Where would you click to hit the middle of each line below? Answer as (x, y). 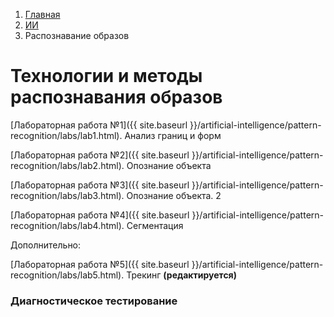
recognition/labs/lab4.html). (67, 225)
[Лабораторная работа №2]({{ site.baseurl (100, 155)
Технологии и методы (106, 76)
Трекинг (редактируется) (181, 275)
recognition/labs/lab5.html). (67, 275)
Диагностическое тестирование (94, 301)
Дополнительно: (46, 245)
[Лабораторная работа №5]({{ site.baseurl (100, 264)
